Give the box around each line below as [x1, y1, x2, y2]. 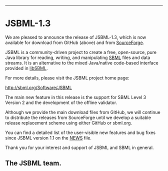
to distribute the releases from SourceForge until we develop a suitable [5, 114, 151, 120]
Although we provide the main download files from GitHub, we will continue [5, 109, 161, 115]
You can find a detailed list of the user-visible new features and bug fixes [5, 129, 156, 135]
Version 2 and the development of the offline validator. [5, 99, 117, 105]
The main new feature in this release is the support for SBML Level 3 [5, 94, 146, 100]
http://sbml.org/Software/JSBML [5, 84, 72, 90]
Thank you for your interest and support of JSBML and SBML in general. [5, 144, 154, 150]
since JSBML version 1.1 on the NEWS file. [5, 134, 91, 140]
